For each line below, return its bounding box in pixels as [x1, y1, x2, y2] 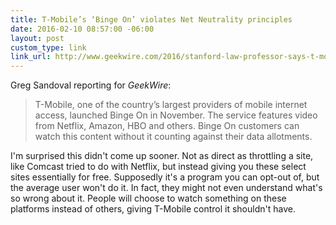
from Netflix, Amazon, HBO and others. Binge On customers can [34, 120, 300, 132]
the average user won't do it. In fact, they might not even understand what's [10, 182, 323, 194]
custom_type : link [10, 42, 87, 53]
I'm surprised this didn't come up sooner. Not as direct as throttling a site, [10, 150, 314, 162]
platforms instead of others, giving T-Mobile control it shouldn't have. [10, 203, 296, 215]
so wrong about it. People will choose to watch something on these [10, 192, 287, 205]
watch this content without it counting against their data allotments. [34, 131, 313, 143]
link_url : [10, 52, 52, 62]
